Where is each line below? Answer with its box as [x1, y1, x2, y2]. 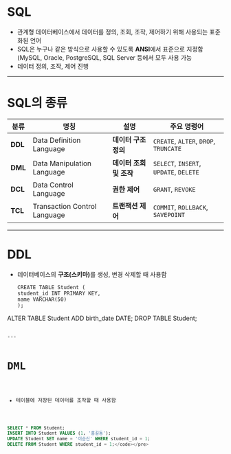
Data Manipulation [32, 159, 91, 168]
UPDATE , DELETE [153, 167, 199, 177]
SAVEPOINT [153, 211, 186, 218]
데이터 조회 [112, 158, 146, 168]
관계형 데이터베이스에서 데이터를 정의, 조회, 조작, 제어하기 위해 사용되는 [16, 27, 208, 36]
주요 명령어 [169, 122, 204, 131]
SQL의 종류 [7, 95, 67, 111]
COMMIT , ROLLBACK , [153, 202, 208, 212]
